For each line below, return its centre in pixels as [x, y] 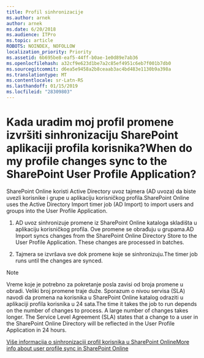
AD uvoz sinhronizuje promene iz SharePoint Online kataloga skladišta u [106, 223]
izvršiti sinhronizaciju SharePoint [93, 135]
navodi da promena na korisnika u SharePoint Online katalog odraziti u [95, 297]
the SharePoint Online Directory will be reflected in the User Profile [91, 323]
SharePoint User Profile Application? [101, 174]
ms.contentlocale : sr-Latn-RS [45, 80]
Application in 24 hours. [36, 330]
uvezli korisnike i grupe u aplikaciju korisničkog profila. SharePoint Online [98, 197]
